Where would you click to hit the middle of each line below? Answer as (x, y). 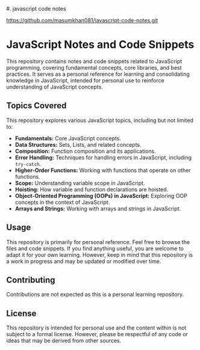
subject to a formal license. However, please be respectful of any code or (97, 334)
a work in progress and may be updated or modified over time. (84, 261)
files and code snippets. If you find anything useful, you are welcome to (95, 248)
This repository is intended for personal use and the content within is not (96, 328)
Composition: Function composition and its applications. (85, 151)
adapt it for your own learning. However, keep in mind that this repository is (100, 254)
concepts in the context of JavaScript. (62, 202)
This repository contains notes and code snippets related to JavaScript (94, 61)
